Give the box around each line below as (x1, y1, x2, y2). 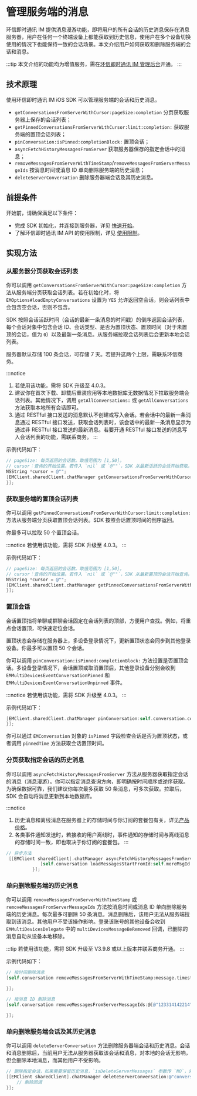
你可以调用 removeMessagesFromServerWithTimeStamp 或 (6, 896, 137, 903)
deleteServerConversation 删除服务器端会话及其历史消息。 (14, 174, 157, 181)
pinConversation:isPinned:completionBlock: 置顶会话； (14, 138, 150, 145)
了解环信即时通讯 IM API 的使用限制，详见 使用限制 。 (14, 229, 143, 236)
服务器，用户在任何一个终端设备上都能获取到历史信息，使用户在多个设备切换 (6, 33, 191, 40)
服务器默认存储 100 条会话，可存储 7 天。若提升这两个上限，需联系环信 (6, 351, 178, 358)
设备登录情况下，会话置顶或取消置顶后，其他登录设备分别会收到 (21, 664, 176, 671)
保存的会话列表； (30, 116, 72, 123)
